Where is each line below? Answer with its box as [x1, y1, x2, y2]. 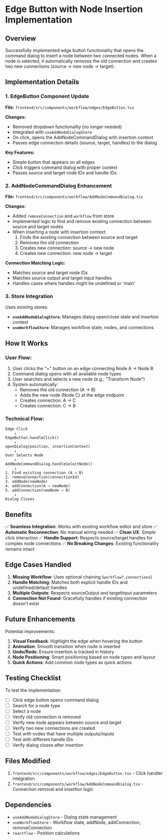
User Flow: [5, 354, 32, 361]
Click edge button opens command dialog [12, 697, 99, 703]
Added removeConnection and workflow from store [12, 213, 114, 219]
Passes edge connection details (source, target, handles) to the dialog [12, 139, 157, 146]
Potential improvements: [5, 628, 55, 634]
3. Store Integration [5, 293, 53, 300]
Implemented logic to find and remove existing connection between [12, 218, 151, 224]
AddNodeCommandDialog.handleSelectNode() [5, 462, 93, 467]
